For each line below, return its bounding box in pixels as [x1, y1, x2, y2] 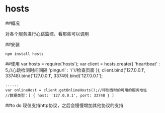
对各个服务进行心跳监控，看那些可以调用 [5, 30, 89, 36]
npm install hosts [5, 51, 44, 56]
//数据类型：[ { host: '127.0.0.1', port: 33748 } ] [5, 93, 114, 98]
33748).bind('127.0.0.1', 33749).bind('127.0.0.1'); [5, 72, 103, 78]
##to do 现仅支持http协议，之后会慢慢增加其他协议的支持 [5, 102, 124, 108]
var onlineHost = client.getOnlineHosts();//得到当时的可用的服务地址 [5, 87, 147, 92]
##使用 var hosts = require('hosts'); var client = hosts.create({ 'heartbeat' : [5, 60, 160, 66]
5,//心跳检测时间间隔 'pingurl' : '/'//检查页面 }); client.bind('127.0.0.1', [5, 67, 146, 73]
